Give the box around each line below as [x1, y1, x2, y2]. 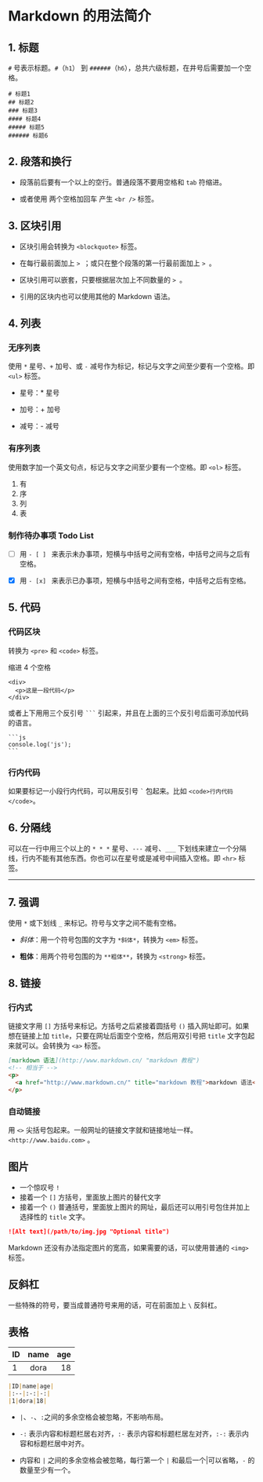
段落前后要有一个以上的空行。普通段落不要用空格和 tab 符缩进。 [19, 177, 227, 187]
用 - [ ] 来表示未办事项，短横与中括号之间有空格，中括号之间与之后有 [19, 549, 250, 558]
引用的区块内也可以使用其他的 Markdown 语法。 [19, 291, 175, 301]
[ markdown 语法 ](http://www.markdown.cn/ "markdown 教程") [8, 1057, 200, 1064]
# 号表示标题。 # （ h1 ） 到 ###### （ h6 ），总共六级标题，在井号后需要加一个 [8, 64, 245, 72]
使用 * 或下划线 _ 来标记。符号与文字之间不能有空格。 [8, 918, 182, 927]
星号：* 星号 [19, 388, 60, 397]
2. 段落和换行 [8, 155, 72, 169]
